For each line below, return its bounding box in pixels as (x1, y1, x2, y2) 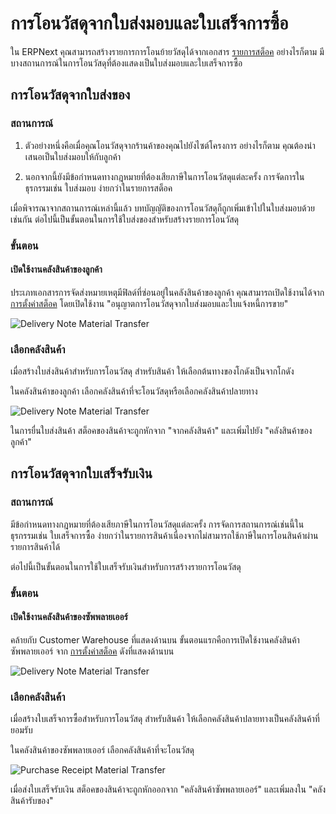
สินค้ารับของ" (10, 795, 54, 807)
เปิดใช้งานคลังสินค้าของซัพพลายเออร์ (10, 611, 128, 623)
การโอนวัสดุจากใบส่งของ (10, 87, 131, 104)
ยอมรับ (10, 724, 33, 736)
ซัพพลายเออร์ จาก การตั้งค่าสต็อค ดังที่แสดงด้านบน (10, 645, 175, 657)
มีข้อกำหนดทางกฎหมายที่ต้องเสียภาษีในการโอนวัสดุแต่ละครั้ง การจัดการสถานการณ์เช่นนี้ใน (10, 518, 305, 530)
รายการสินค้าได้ (10, 540, 61, 552)
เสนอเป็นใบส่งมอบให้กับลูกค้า (24, 150, 122, 162)
